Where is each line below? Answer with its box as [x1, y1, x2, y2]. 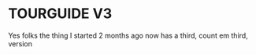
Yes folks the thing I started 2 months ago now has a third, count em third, [8, 31, 248, 40]
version [8, 38, 33, 48]
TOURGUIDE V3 [8, 5, 113, 23]
